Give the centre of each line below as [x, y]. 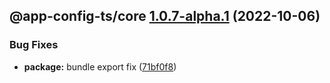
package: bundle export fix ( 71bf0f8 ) [100, 66]
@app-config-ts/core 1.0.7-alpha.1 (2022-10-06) [165, 16]
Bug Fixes [34, 45]
